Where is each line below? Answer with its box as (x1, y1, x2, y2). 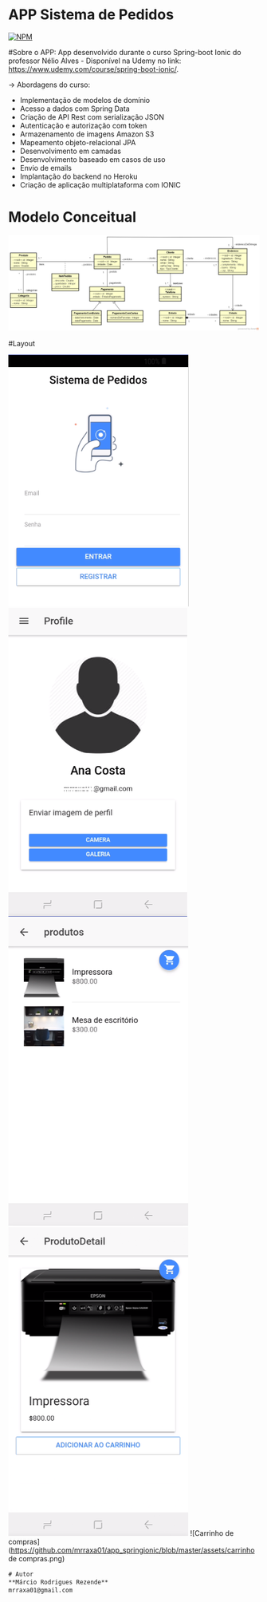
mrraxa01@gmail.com (8, 1586, 73, 1595)
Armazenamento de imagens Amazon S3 (19, 129, 155, 139)
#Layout (8, 339, 36, 349)
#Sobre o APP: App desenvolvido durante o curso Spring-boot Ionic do (8, 47, 241, 57)
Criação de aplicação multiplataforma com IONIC (19, 180, 181, 189)
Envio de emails (19, 163, 72, 172)
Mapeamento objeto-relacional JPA (19, 137, 136, 147)
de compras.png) (8, 1554, 65, 1564)
